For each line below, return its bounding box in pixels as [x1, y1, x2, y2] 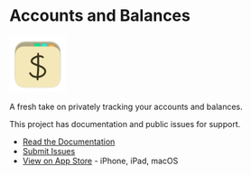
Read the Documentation [22, 136, 116, 147]
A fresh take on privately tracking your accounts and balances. [9, 101, 244, 112]
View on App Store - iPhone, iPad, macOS [22, 155, 179, 166]
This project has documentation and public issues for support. [9, 118, 241, 129]
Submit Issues [22, 145, 76, 156]
